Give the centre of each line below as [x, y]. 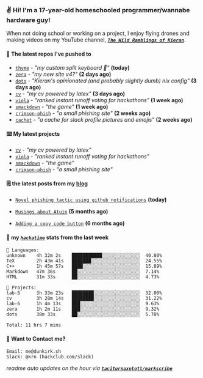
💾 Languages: [23, 250]
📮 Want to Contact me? [36, 338]
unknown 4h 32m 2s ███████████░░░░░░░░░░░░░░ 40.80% [84, 256]
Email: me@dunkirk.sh [34, 352]
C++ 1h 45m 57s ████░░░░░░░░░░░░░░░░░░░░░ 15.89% [84, 266]
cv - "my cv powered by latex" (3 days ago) [70, 94]
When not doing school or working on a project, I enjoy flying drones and [98, 34]
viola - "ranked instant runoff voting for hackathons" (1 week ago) [99, 100]
